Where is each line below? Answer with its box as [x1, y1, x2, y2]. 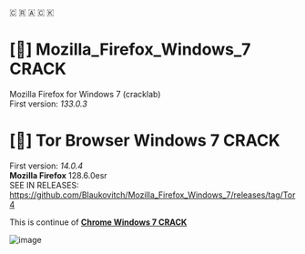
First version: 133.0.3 [9, 98, 88, 109]
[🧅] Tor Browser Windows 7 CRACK [9, 130, 280, 151]
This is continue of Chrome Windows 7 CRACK [9, 217, 188, 228]
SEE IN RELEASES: [9, 179, 79, 190]
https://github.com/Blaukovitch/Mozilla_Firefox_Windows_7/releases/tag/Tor [9, 189, 296, 200]
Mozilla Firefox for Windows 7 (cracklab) [9, 88, 161, 99]
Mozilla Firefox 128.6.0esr [9, 169, 107, 180]
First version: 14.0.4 [9, 160, 84, 171]
